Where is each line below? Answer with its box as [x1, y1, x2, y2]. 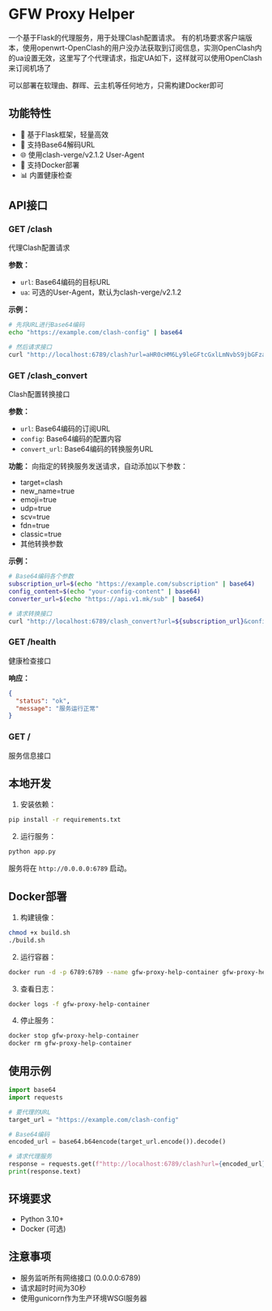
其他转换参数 [19, 539, 63, 548]
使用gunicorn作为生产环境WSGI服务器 [19, 1293, 147, 1303]
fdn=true [19, 521, 50, 531]
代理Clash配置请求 [8, 243, 70, 252]
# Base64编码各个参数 [8, 573, 74, 581]
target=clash [19, 478, 63, 488]
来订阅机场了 [8, 62, 51, 73]
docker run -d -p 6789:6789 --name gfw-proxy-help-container [8, 968, 219, 976]
